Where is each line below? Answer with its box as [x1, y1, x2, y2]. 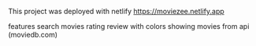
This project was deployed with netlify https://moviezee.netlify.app [8, 7, 224, 16]
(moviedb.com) [8, 30, 58, 39]
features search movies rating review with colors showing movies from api [8, 22, 250, 30]
